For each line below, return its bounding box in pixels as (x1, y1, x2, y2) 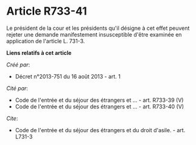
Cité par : (6, 84, 29, 92)
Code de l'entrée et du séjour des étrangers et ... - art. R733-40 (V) (15, 102, 184, 110)
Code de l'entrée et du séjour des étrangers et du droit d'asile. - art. (15, 126, 186, 133)
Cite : (6, 115, 18, 122)
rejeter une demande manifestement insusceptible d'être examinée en (6, 30, 182, 38)
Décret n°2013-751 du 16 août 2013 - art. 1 (15, 72, 121, 80)
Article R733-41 (6, 4, 87, 18)
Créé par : (6, 61, 30, 68)
